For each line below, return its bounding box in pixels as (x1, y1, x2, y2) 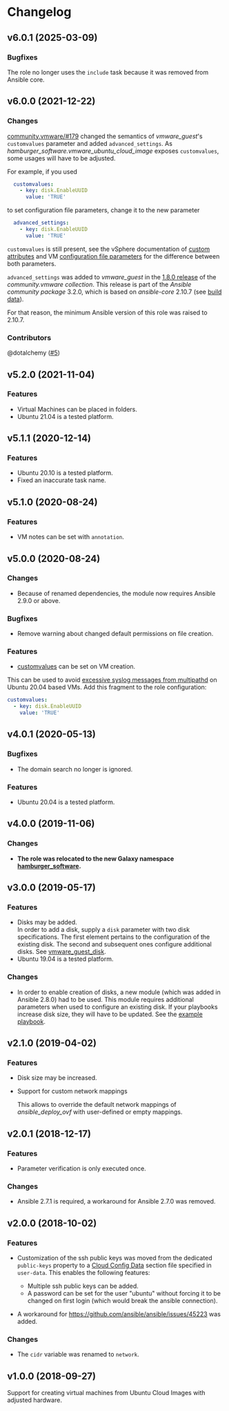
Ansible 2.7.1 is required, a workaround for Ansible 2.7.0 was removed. (17, 1197, 216, 1206)
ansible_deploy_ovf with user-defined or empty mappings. (17, 1108, 183, 1116)
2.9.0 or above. (17, 596, 61, 605)
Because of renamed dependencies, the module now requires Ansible (17, 589, 216, 597)
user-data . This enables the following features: (17, 1269, 150, 1277)
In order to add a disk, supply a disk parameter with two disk (17, 926, 190, 934)
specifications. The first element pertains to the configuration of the (17, 933, 210, 941)
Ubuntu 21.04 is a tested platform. (17, 412, 114, 420)
